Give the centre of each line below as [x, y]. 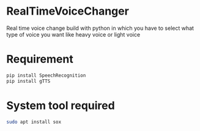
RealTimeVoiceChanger [68, 11]
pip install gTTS [28, 81]
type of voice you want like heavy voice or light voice [73, 34]
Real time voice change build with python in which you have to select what [100, 28]
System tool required [61, 105]
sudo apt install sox [34, 122]
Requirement [40, 59]
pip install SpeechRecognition [46, 75]
